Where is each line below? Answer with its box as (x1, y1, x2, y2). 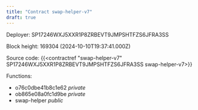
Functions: (6, 72, 32, 79)
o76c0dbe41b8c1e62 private (14, 84, 86, 91)
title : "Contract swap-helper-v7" (6, 8, 93, 15)
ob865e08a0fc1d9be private (14, 90, 86, 97)
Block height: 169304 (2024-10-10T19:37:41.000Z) (6, 43, 131, 50)
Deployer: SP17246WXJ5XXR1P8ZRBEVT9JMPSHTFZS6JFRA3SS (6, 31, 169, 38)
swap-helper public (14, 97, 64, 104)
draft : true (6, 14, 36, 20)
